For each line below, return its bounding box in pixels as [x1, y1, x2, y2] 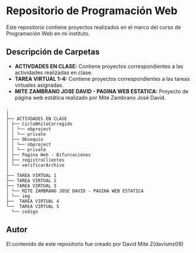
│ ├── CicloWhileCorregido [6, 121, 73, 127]
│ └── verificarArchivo [6, 162, 65, 168]
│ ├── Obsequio [6, 136, 44, 142]
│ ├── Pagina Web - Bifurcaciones [6, 152, 92, 157]
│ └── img [6, 193, 31, 199]
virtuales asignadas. [14, 81, 64, 88]
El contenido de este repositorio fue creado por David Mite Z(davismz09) [6, 240, 184, 247]
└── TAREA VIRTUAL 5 [6, 203, 60, 209]
